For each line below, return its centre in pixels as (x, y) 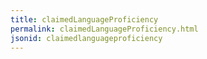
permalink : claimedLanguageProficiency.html (104, 29)
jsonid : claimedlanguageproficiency (86, 38)
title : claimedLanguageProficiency (84, 19)
